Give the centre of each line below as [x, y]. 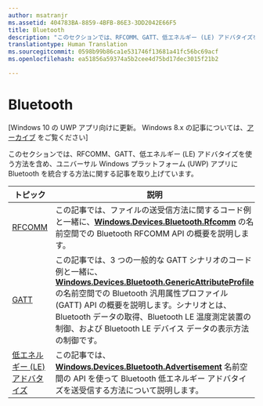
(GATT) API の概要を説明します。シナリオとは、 [143, 305]
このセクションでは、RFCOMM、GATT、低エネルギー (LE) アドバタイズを [127, 154]
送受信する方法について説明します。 [137, 390]
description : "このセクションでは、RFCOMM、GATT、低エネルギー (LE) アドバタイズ [130, 37]
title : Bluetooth [36, 30]
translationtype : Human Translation [68, 45]
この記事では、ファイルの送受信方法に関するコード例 [153, 210]
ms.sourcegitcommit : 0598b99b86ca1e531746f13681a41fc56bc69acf [113, 52]
